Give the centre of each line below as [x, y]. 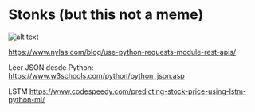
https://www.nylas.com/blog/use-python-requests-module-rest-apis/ [122, 52]
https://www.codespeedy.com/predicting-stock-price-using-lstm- [138, 91]
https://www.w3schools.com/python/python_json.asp [96, 75]
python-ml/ [27, 99]
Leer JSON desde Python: [51, 67]
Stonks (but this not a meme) [106, 15]
